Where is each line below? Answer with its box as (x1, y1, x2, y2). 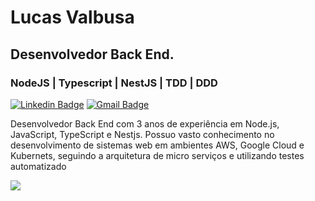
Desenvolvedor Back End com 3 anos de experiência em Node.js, (10, 117, 280, 130)
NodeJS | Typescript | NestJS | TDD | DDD (10, 76, 218, 90)
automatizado (10, 160, 67, 172)
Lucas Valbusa (10, 6, 135, 29)
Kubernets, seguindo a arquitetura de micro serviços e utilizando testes (10, 149, 305, 161)
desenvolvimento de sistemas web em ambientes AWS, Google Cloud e (10, 139, 305, 151)
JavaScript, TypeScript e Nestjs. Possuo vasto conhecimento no (10, 128, 275, 140)
